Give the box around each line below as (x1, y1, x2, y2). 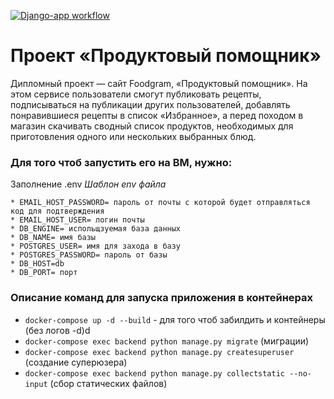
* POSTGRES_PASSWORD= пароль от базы (10, 250, 168, 260)
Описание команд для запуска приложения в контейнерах (10, 291, 313, 305)
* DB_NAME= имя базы (10, 233, 97, 243)
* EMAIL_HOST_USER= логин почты (10, 215, 145, 225)
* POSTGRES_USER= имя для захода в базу (10, 241, 182, 252)
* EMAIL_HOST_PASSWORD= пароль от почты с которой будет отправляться (10, 198, 311, 208)
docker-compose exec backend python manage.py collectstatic (24, 368, 286, 379)
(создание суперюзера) (24, 356, 128, 368)
